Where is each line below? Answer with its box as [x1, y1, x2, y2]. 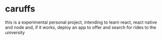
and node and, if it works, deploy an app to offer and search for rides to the [5, 24, 157, 30]
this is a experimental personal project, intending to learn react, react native [5, 19, 157, 25]
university [5, 29, 25, 35]
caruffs [5, 3, 36, 14]
